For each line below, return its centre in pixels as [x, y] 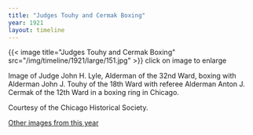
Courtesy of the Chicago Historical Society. [78, 108]
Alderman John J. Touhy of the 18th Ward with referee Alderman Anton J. [126, 84]
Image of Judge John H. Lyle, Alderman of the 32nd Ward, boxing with [123, 76]
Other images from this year [53, 123]
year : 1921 [26, 23]
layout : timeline [37, 30]
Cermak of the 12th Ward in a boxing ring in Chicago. [93, 93]
